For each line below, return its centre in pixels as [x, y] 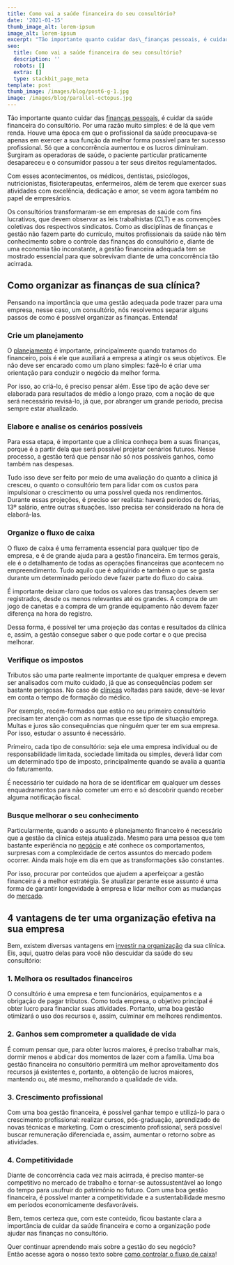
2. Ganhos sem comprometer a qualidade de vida [92, 1034]
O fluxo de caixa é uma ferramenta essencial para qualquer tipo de [103, 548]
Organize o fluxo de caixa [51, 533]
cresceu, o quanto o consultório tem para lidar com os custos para [103, 485]
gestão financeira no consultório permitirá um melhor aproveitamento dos [113, 1064]
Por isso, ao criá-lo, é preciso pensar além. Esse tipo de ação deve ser [109, 386]
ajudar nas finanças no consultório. [58, 1234]
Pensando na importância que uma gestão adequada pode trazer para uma [115, 302]
